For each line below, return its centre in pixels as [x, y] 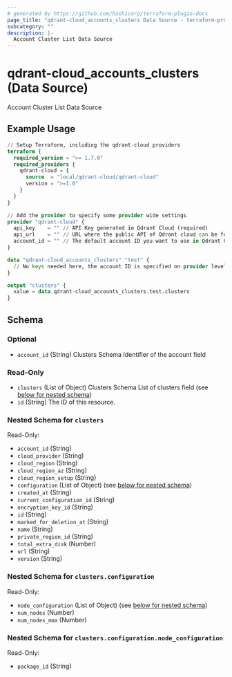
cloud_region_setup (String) [57, 478]
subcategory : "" [30, 26]
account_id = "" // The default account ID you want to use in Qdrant [117, 241]
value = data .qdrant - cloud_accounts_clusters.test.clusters [101, 292]
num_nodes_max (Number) [52, 620]
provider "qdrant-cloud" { [46, 222]
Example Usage [41, 129]
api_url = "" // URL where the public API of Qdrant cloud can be [115, 235]
